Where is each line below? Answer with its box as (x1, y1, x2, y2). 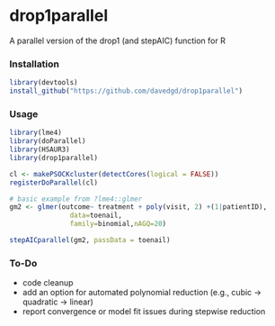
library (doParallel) (9, 137, 87, 146)
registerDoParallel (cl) (9, 177, 99, 187)
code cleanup (22, 277, 74, 288)
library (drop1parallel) (9, 153, 99, 162)
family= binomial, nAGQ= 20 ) (69, 220, 167, 229)
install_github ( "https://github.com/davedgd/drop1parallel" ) (9, 86, 244, 95)
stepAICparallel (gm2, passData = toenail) (9, 236, 171, 245)
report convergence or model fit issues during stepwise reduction (22, 306, 266, 317)
